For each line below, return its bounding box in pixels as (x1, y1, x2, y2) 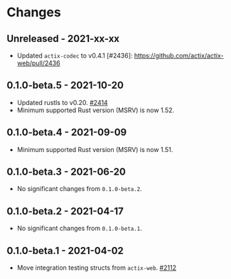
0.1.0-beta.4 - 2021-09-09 (6, 126, 127, 138)
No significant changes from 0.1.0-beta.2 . (16, 185, 143, 193)
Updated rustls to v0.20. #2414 (16, 98, 108, 106)
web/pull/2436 (16, 59, 61, 67)
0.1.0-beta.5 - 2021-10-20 (6, 80, 124, 92)
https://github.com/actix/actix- (134, 51, 225, 60)
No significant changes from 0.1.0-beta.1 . (16, 224, 143, 233)
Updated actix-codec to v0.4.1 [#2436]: (16, 51, 133, 60)
